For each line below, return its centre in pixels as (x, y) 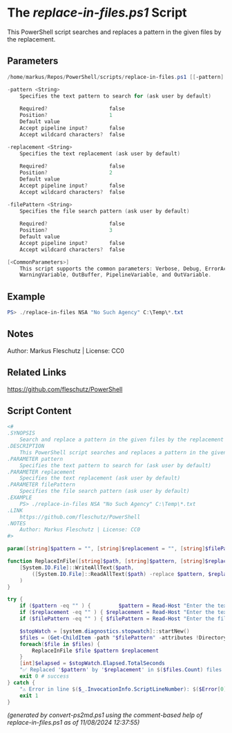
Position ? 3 (66, 230)
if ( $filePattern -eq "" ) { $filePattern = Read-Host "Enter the (117, 619)
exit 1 (29, 696)
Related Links (37, 373)
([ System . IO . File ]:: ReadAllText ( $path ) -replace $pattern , (119, 574)
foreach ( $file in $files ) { (60, 644)
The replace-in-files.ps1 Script (97, 13)
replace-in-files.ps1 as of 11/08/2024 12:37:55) (74, 723)
